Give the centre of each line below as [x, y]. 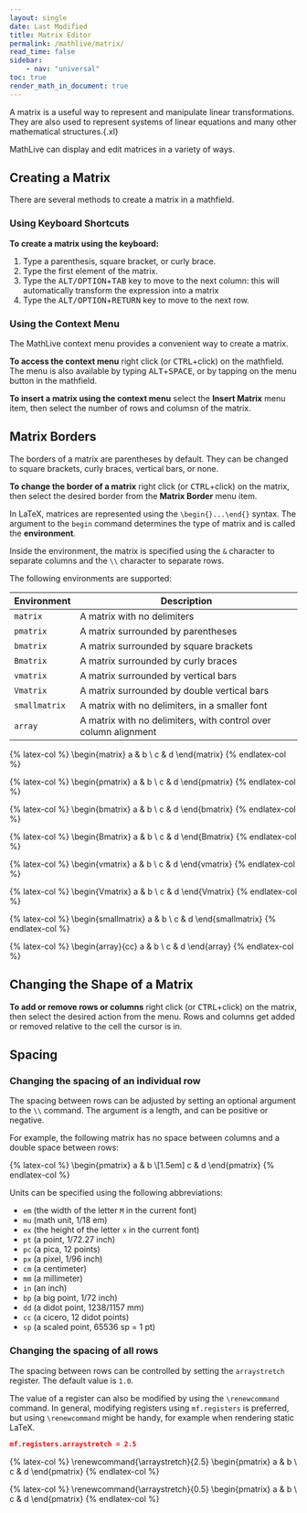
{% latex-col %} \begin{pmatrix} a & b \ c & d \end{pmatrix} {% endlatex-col [153, 782]
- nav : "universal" [63, 69]
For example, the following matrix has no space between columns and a [145, 1138]
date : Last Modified [49, 27]
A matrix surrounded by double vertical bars [175, 690]
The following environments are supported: [90, 578]
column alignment [118, 731]
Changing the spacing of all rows [84, 1351]
